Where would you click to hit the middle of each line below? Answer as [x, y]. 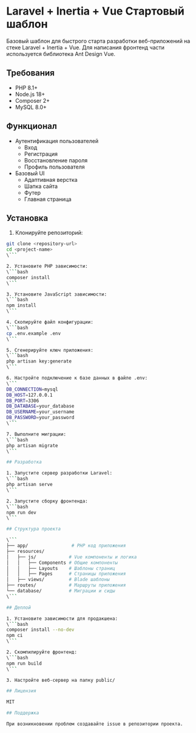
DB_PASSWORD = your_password [40, 418]
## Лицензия [21, 691]
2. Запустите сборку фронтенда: [47, 501]
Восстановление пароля [56, 160]
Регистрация [41, 154]
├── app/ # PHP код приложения [66, 546]
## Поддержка [23, 713]
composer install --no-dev [40, 630]
